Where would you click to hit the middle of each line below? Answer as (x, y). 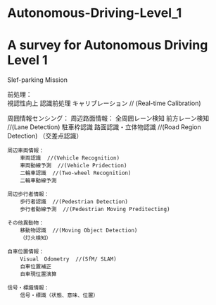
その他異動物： (26, 223)
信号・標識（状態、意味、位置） (59, 295)
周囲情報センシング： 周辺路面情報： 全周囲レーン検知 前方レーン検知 (108, 119)
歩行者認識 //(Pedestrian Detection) (74, 202)
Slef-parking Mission (38, 80)
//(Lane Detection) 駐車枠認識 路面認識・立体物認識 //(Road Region (104, 127)
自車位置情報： (26, 252)
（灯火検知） (36, 238)
